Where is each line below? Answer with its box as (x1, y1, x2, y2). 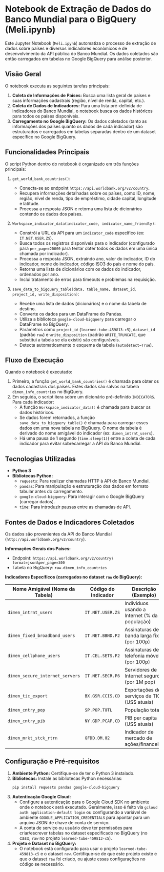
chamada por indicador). (19, 250, 69, 257)
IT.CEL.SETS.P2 (84, 653, 120, 658)
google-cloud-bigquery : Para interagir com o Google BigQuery (19, 494, 145, 499)
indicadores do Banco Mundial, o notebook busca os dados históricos (12, 108, 153, 114)
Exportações (124, 687, 154, 693)
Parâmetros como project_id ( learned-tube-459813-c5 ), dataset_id (19, 326, 155, 332)
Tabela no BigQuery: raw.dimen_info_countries (12, 565, 107, 570)
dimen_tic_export (7, 694, 48, 698)
